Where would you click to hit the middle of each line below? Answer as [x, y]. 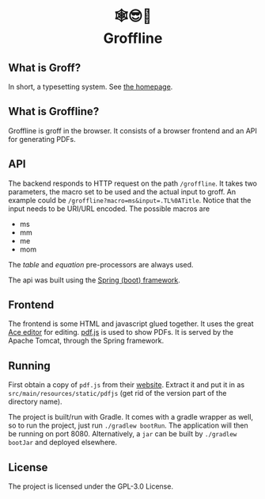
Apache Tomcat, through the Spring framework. [86, 341]
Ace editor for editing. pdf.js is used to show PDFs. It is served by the [121, 332]
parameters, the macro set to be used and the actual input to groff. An [122, 191]
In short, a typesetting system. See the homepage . [91, 86]
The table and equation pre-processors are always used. [101, 264]
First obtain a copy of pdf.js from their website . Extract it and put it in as [127, 385]
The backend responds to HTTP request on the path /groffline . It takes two [133, 183]
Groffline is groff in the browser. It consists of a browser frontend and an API [132, 131]
